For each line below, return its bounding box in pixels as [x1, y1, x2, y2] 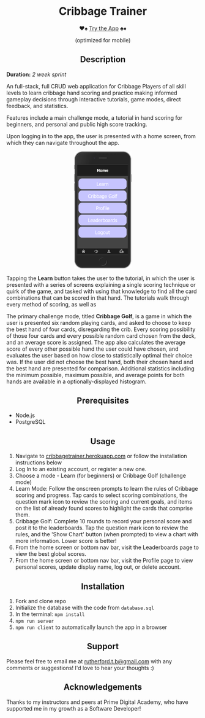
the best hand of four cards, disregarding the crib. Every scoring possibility [6, 326, 196, 333]
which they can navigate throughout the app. [6, 139, 119, 146]
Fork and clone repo [15, 597, 66, 604]
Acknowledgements [63, 682, 143, 692]
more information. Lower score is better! [15, 537, 117, 545]
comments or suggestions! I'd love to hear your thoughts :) [6, 664, 154, 671]
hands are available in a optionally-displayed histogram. [6, 378, 147, 385]
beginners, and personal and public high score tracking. [6, 120, 147, 128]
